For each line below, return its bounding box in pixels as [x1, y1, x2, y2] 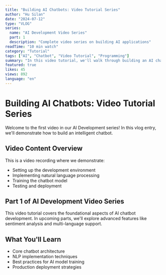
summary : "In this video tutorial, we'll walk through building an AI [5, 58, 154, 63]
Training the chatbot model [12, 177, 68, 183]
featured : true [5, 62, 37, 67]
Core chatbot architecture [12, 248, 65, 254]
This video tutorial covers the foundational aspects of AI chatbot [5, 210, 136, 216]
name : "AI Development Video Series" [9, 30, 87, 35]
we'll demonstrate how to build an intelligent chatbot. [5, 130, 113, 136]
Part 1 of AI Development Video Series [5, 197, 124, 206]
